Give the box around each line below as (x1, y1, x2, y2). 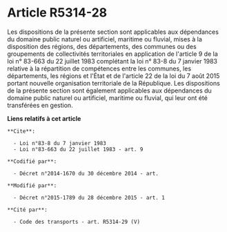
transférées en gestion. (7, 101, 74, 109)
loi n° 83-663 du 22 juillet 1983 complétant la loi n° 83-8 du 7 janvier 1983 (7, 57, 217, 65)
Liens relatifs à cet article (7, 114, 81, 122)
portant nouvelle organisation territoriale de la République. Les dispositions (7, 79, 221, 87)
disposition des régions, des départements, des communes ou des (7, 42, 197, 50)
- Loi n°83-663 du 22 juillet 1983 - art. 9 (13, 146, 144, 153)
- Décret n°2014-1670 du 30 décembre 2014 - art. (13, 170, 159, 177)
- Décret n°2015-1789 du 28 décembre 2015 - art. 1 (13, 194, 166, 201)
